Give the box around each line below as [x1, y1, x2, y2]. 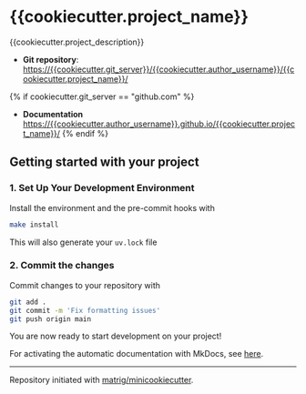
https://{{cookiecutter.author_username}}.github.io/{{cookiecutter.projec [22, 118, 296, 129]
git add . [9, 298, 47, 307]
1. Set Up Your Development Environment [9, 182, 195, 195]
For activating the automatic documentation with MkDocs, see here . [9, 349, 264, 359]
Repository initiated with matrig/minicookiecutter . [9, 375, 194, 386]
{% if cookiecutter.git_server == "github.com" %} [9, 91, 195, 102]
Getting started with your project [9, 155, 199, 170]
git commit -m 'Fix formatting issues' [9, 306, 161, 315]
